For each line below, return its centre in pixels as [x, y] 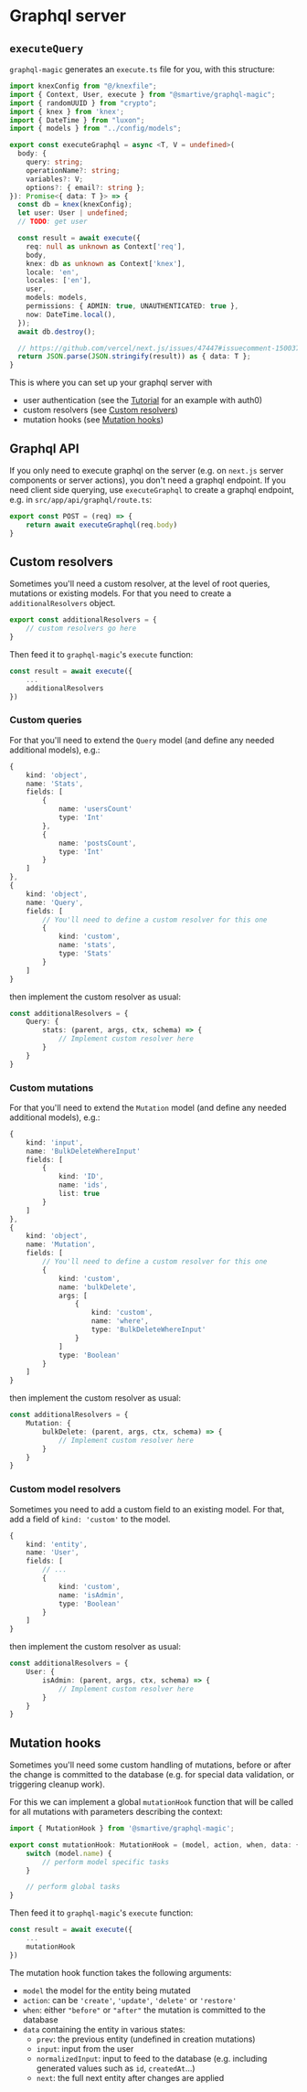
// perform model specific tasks [106, 1862]
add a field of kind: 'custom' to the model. [90, 1519]
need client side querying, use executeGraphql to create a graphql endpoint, [152, 489]
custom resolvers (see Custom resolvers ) [100, 410]
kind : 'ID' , [81, 1177]
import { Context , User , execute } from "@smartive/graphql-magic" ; [143, 94]
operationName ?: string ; [73, 170]
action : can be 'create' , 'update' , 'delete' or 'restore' [130, 2000]
